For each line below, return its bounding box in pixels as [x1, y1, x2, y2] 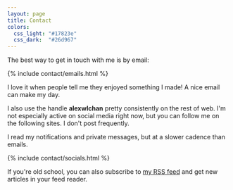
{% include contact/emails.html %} [7, 70, 109, 78]
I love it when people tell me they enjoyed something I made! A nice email [7, 83, 220, 91]
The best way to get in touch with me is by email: [7, 56, 149, 64]
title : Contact [7, 17, 52, 24]
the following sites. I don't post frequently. [7, 119, 130, 127]
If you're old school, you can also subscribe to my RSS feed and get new [7, 167, 218, 176]
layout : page [7, 10, 46, 18]
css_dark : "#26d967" [13, 37, 77, 44]
